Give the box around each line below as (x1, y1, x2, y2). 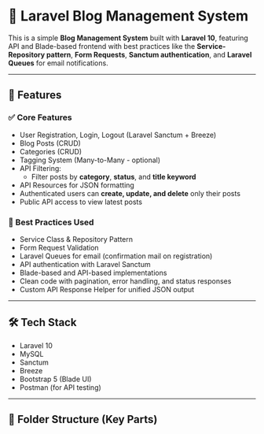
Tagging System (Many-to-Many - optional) (19, 155, 161, 165)
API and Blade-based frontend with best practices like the (8, 41, 196, 50)
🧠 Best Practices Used (8, 217, 94, 228)
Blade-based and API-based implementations (19, 268, 167, 277)
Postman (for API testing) (19, 382, 102, 392)
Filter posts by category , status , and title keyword (31, 172, 196, 181)
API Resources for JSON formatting (19, 180, 135, 190)
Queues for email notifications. (8, 58, 108, 68)
